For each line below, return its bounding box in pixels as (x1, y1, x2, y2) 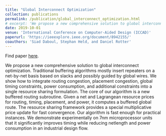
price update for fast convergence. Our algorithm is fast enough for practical (5, 109, 161, 115)
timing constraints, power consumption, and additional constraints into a (5, 83, 152, 89)
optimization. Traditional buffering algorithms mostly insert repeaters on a (5, 68, 155, 73)
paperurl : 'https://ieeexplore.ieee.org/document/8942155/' (5, 35, 132, 40)
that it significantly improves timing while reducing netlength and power (5, 120, 151, 126)
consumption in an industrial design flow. (5, 125, 89, 131)
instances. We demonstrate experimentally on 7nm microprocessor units (5, 114, 153, 121)
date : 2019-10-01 (5, 26, 41, 31)
